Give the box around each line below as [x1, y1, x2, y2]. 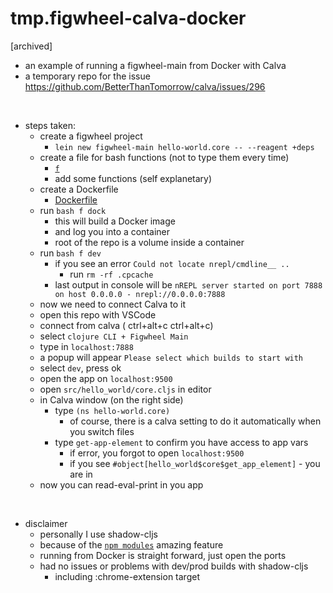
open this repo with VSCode [39, 308, 157, 321]
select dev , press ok [39, 362, 122, 374]
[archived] [10, 40, 53, 52]
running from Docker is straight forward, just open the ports [39, 549, 287, 561]
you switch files [69, 425, 135, 437]
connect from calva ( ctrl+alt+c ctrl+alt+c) [39, 319, 214, 331]
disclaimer [24, 517, 68, 529]
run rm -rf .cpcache [69, 268, 154, 280]
